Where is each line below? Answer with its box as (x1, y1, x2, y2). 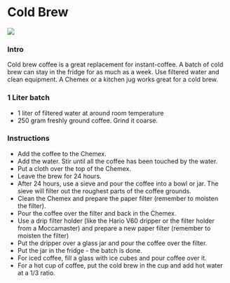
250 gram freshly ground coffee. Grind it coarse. (17, 116, 158, 125)
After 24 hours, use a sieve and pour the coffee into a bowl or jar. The (17, 179, 219, 188)
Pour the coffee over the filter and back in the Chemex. (17, 209, 177, 217)
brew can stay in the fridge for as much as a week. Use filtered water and (7, 68, 219, 76)
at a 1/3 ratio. (17, 268, 55, 277)
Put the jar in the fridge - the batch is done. (17, 246, 142, 254)
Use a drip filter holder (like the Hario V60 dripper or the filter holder (17, 216, 215, 225)
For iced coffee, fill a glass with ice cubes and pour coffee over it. (17, 254, 207, 262)
